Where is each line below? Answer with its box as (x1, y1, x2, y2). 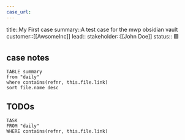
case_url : (6, 9, 32, 15)
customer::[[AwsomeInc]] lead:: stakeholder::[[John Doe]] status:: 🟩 (6, 32, 179, 40)
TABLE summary (6, 68, 43, 75)
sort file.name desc (6, 85, 59, 91)
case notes (6, 53, 50, 63)
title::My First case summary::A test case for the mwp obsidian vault (6, 26, 178, 33)
